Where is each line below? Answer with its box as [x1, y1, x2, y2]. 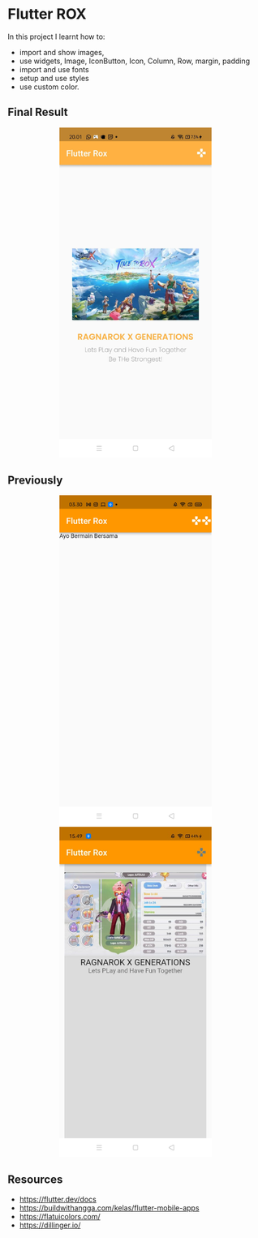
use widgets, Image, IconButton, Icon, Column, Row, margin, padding [19, 56, 251, 66]
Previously [7, 473, 63, 487]
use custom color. [19, 82, 80, 92]
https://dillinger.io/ [19, 1220, 81, 1230]
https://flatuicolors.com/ [19, 1211, 101, 1221]
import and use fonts [19, 64, 90, 74]
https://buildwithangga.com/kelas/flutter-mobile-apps [19, 1202, 200, 1213]
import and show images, [19, 47, 105, 57]
